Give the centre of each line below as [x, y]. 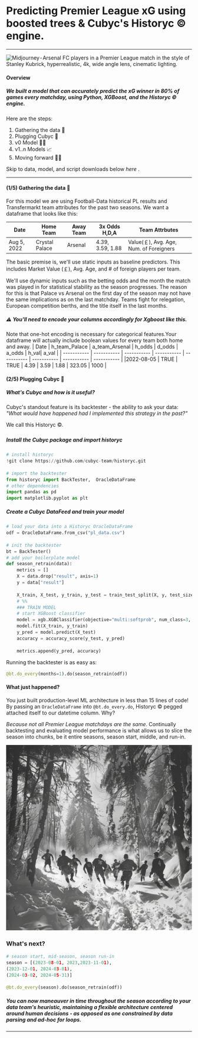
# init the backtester [34, 545]
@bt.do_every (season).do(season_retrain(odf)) [64, 988]
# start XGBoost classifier [51, 614]
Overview [18, 77]
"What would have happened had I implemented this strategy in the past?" [97, 413]
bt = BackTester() [29, 551]
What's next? [26, 943]
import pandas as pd [32, 492]
